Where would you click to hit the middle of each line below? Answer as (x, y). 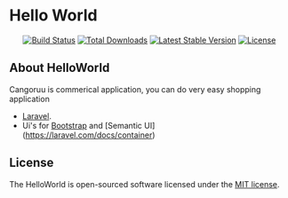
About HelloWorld (60, 68)
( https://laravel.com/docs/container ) (88, 135)
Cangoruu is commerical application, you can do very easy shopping (135, 89)
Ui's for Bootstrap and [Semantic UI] (88, 125)
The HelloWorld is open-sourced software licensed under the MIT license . (144, 184)
